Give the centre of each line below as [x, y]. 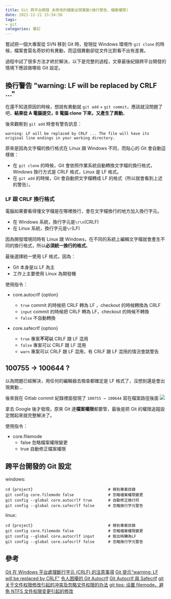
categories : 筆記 [23, 29]
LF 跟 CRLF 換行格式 [30, 199]
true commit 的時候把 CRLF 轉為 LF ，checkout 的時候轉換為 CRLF [90, 305]
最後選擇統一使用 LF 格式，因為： [41, 256]
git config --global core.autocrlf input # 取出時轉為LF [71, 536]
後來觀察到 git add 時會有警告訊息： [44, 124]
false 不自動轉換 [38, 318]
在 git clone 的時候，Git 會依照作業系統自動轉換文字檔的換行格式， [84, 165]
